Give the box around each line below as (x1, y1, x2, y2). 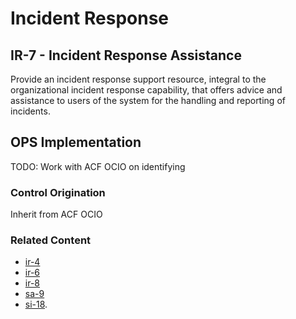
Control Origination (10, 185, 106, 199)
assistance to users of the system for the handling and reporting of (10, 95, 286, 106)
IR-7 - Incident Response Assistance (10, 47, 242, 64)
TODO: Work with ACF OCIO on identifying (10, 160, 186, 172)
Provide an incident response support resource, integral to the (10, 73, 267, 85)
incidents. (10, 105, 51, 117)
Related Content (10, 233, 92, 247)
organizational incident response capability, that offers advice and (10, 84, 283, 96)
